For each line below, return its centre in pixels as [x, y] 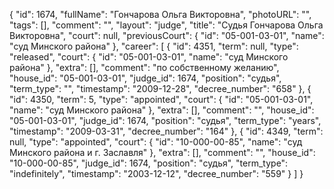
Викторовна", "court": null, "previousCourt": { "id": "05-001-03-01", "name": [167, 35]
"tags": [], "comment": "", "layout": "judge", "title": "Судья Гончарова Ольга [166, 25]
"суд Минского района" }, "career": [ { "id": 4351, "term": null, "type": [154, 46]
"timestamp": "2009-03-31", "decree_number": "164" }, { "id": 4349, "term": [166, 131]
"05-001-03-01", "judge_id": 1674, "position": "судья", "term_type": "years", [165, 120]
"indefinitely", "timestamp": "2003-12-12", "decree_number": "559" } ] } [156, 173]
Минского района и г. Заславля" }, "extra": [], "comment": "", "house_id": [162, 152]
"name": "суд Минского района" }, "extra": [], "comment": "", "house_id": [162, 110]
